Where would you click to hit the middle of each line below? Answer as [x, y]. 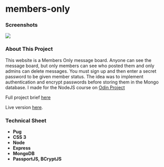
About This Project [29, 49]
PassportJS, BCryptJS [37, 159]
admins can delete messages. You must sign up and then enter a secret [81, 71]
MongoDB [24, 154]
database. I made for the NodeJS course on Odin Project [65, 87]
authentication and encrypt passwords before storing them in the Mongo [82, 82]
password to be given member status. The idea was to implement [74, 76]
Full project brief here [28, 97]
